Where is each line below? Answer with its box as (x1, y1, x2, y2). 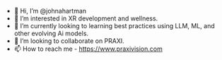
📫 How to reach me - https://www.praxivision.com (13, 44, 163, 53)
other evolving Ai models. (13, 29, 89, 37)
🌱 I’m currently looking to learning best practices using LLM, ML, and (13, 22, 215, 30)
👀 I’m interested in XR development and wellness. (13, 14, 158, 23)
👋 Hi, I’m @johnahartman (13, 7, 87, 15)
